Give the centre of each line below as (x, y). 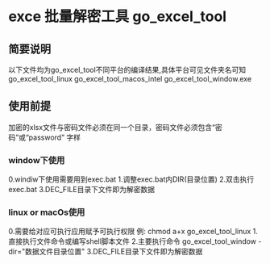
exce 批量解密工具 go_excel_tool (118, 17)
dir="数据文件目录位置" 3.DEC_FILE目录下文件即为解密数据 (106, 252)
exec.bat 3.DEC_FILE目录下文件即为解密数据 (82, 190)
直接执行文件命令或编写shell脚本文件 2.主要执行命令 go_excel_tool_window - (135, 241)
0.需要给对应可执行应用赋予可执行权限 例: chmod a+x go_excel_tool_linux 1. (133, 232)
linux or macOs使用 (47, 212)
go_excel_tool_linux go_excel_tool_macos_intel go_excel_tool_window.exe (130, 79)
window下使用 (37, 160)
